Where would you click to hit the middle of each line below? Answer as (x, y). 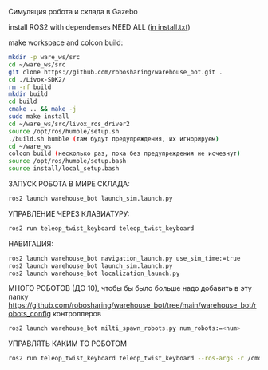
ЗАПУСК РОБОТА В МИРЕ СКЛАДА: (69, 184)
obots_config (30, 314)
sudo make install (39, 117)
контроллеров (77, 314)
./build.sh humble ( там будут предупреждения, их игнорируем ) (114, 139)
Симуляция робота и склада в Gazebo (73, 12)
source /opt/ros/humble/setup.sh (64, 131)
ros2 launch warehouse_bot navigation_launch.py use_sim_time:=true (124, 258)
